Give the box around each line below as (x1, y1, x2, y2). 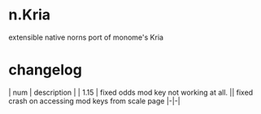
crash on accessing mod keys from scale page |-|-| (8, 95, 181, 106)
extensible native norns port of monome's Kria (8, 32, 164, 42)
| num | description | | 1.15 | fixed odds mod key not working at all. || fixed (8, 87, 254, 97)
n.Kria (8, 6, 51, 24)
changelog (8, 61, 83, 79)
